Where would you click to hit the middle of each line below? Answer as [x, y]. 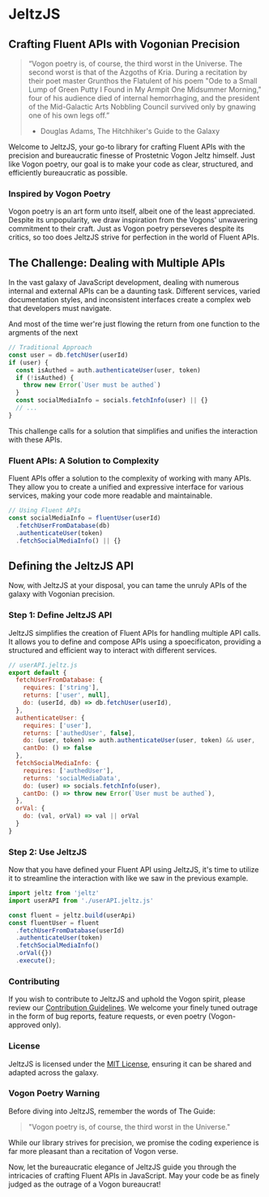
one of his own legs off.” [69, 115]
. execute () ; [36, 961]
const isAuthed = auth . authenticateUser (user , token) [108, 370]
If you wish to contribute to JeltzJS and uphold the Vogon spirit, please [127, 999]
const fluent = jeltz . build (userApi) [72, 915]
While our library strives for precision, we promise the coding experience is [134, 1143]
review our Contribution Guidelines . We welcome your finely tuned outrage [133, 1008]
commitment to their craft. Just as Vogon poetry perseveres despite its [126, 229]
